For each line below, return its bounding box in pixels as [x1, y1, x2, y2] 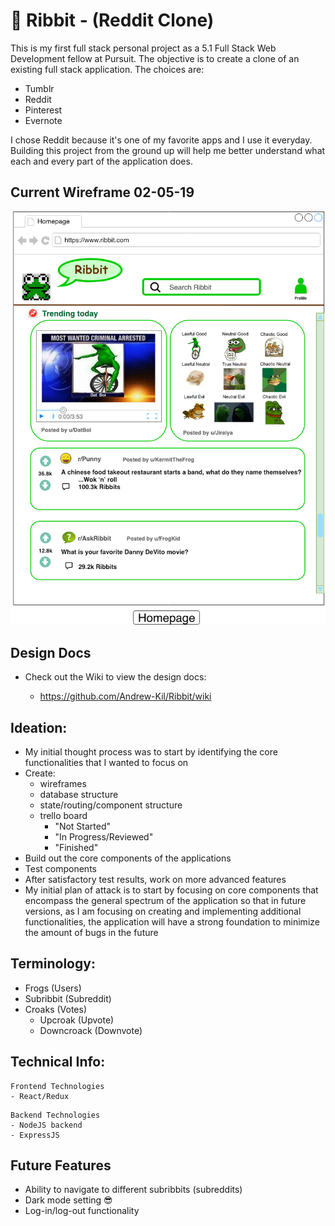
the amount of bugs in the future [24, 927, 159, 939]
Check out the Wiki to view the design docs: [24, 671, 207, 683]
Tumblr [24, 82, 55, 94]
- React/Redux [10, 1091, 70, 1101]
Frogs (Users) [24, 982, 82, 994]
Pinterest [24, 104, 63, 116]
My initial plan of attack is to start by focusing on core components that [24, 884, 319, 896]
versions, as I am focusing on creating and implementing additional [24, 905, 302, 918]
